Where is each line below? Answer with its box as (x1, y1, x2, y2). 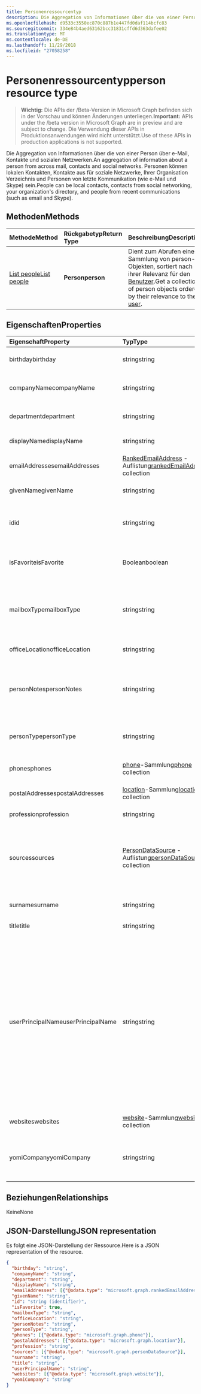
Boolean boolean (122, 558, 169, 567)
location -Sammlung (122, 785, 179, 794)
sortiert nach (156, 262, 193, 270)
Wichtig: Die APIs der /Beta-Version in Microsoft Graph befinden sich (20, 106, 193, 113)
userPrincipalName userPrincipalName (9, 1017, 117, 1026)
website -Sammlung (122, 1113, 178, 1122)
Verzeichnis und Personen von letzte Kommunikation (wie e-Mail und (6, 175, 176, 182)
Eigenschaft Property (9, 338, 70, 346)
